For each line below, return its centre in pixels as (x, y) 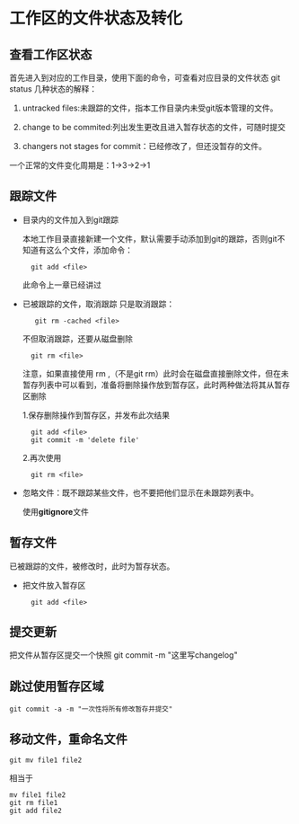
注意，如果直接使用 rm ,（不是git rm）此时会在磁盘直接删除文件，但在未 (155, 373)
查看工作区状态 (51, 54)
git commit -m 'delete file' (85, 440)
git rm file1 (34, 803)
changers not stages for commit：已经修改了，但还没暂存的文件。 (144, 146)
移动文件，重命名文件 (68, 739)
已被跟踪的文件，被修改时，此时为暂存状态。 (92, 566)
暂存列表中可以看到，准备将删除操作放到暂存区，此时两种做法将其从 (148, 385)
